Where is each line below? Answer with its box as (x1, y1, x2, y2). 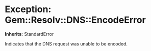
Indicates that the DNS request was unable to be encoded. (5, 40, 128, 46)
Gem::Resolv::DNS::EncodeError (5, 14, 146, 26)
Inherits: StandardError (5, 31, 54, 37)
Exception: (5, 4, 52, 15)
